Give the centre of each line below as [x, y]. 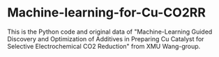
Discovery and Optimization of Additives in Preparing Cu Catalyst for [106, 38]
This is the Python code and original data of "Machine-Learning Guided [110, 32]
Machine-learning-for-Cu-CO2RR [106, 13]
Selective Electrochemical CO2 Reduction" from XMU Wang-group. [104, 46]
